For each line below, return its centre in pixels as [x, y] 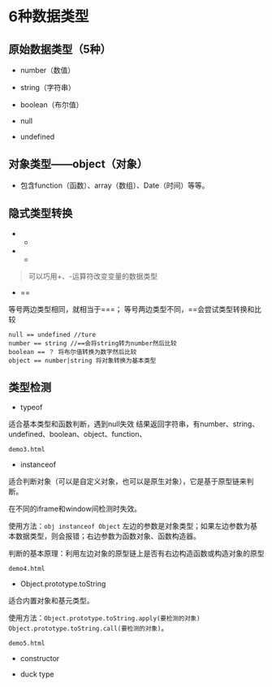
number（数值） [47, 70]
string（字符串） [47, 87]
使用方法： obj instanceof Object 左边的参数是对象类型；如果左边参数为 [130, 526]
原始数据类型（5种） [60, 49]
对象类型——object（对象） [78, 164]
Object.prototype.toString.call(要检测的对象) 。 [89, 628]
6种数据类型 [49, 17]
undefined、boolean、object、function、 [78, 434]
